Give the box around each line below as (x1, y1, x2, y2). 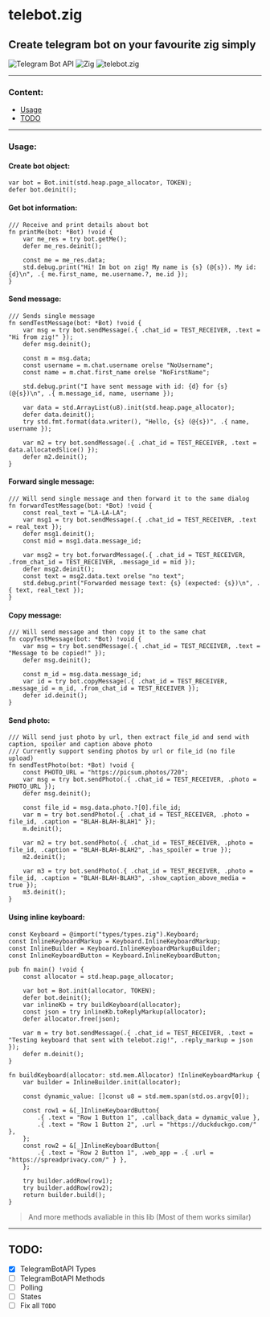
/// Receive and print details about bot (8, 221, 149, 229)
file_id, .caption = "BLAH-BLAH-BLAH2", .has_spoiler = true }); (8, 846, 231, 854)
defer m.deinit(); (22, 1050, 84, 1058)
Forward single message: (8, 477, 95, 486)
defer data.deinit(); (22, 411, 95, 419)
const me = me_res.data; (22, 256, 106, 264)
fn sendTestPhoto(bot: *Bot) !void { (8, 762, 135, 770)
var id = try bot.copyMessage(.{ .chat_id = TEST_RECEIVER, (22, 678, 228, 686)
